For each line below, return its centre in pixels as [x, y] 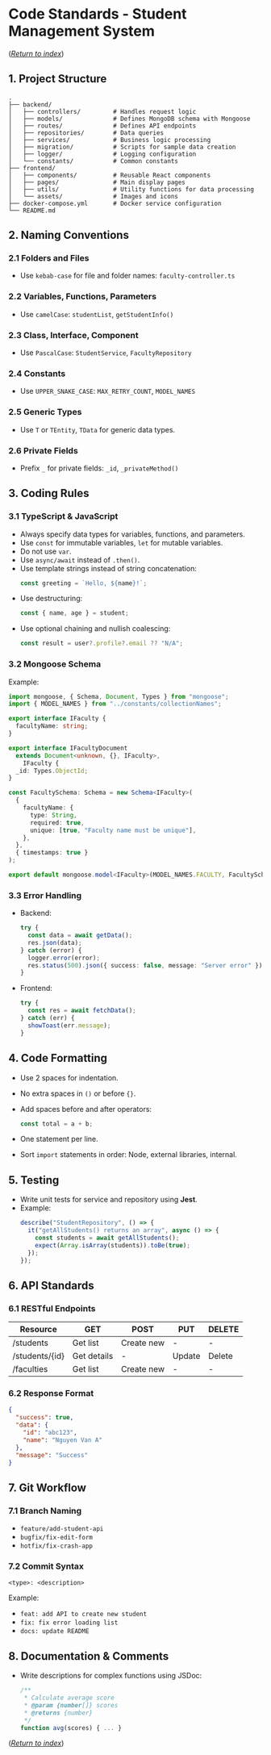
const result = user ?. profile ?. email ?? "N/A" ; [102, 643]
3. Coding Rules [49, 493]
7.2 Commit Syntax [46, 1566]
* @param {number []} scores [71, 1705]
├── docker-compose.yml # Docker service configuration [115, 203]
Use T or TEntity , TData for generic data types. [98, 429]
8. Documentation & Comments [89, 1656]
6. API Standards [51, 1285]
